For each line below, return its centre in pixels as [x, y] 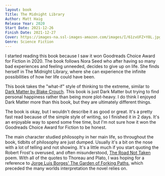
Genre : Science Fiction [29, 42]
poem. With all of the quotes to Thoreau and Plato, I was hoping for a [75, 158]
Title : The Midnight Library [35, 14]
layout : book [18, 10]
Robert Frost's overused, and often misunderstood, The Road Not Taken [78, 152]
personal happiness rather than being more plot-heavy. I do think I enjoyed [81, 97]
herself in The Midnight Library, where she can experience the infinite [76, 71]
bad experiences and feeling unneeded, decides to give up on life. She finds [82, 66]
